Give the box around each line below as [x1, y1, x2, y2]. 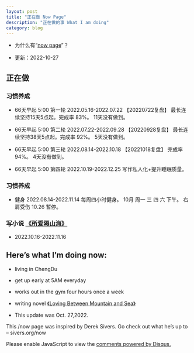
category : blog [6, 25, 43, 31]
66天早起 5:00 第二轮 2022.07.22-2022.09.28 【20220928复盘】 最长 [14, 126, 183, 133]
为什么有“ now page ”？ [14, 42, 69, 49]
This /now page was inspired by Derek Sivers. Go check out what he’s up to [6, 323, 188, 330]
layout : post [6, 8, 38, 15]
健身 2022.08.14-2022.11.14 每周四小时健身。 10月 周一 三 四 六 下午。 [14, 196, 182, 203]
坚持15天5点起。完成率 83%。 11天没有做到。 [19, 114, 129, 121]
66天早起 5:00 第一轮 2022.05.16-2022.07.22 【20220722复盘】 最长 [14, 106, 181, 113]
